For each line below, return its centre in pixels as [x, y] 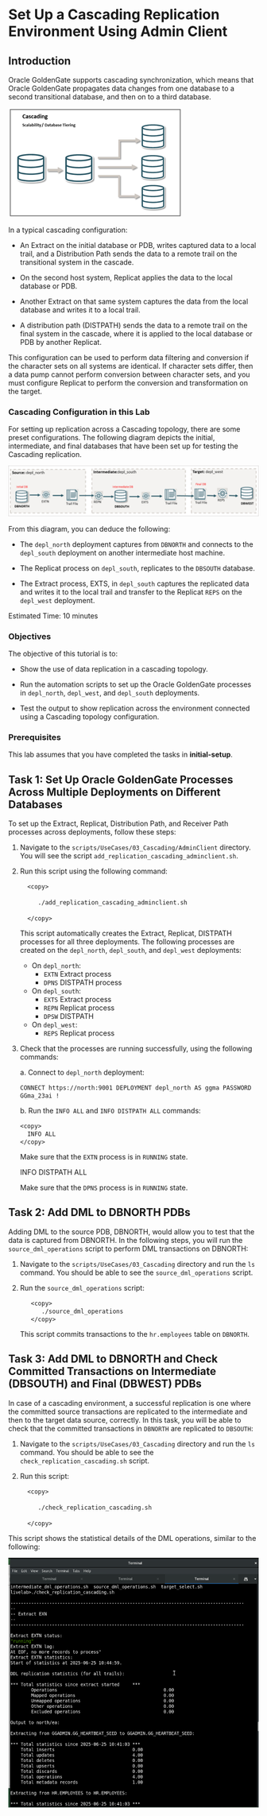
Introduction [40, 61]
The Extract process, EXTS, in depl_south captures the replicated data [134, 583]
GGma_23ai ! [39, 1096]
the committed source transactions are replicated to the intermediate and [128, 1411]
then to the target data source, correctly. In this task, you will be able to [125, 1419]
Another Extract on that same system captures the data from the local [134, 301]
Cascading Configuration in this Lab [79, 412]
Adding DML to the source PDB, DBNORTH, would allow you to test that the [132, 1231]
